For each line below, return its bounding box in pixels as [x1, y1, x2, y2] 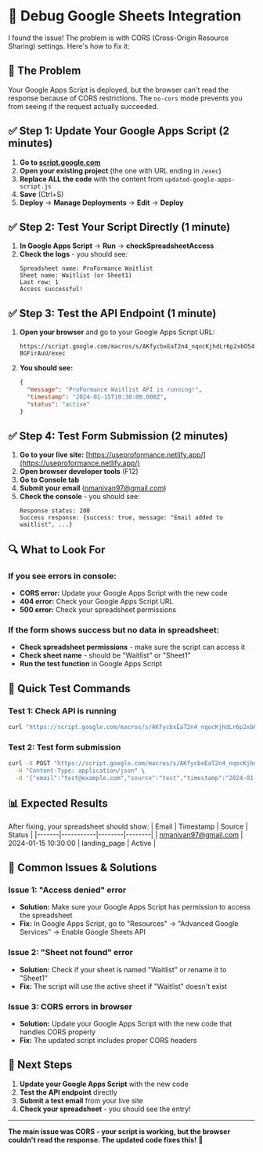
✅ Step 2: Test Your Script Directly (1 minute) [8, 220, 231, 234]
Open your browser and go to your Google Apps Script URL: [19, 327, 215, 337]
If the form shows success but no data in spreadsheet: [8, 624, 220, 635]
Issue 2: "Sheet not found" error [8, 947, 133, 958]
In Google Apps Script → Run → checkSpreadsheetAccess [19, 241, 214, 250]
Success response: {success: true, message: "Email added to [19, 514, 224, 522]
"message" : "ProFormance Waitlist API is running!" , [27, 386, 203, 394]
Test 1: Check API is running [8, 705, 117, 716]
